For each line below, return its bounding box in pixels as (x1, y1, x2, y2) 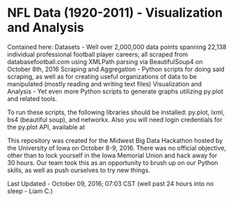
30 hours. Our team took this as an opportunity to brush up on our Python (7, 158, 218, 166)
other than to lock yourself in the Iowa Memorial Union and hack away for (7, 151, 218, 160)
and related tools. (7, 94, 58, 102)
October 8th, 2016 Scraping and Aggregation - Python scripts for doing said (7, 65, 225, 73)
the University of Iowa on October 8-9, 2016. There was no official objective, (7, 143, 227, 152)
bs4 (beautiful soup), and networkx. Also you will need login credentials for (7, 115, 223, 123)
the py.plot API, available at (7, 123, 86, 131)
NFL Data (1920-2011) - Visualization (7, 5, 223, 21)
